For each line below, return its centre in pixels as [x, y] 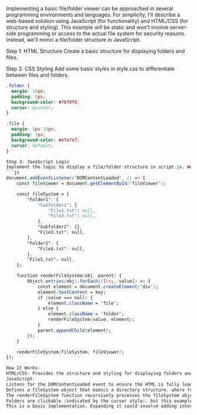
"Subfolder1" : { [57, 205]
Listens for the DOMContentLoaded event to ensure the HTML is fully [93, 384]
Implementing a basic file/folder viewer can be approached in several [90, 9]
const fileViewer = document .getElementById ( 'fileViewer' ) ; [91, 183]
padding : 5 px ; [28, 96]
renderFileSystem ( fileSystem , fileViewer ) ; [71, 352]
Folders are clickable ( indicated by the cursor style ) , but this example [99, 401]
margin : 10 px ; [28, 91]
